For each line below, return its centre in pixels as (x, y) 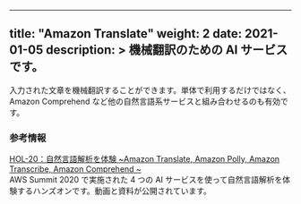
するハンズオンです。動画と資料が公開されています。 (114, 191)
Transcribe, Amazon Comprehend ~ (75, 169)
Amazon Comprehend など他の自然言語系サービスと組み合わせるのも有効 (145, 101)
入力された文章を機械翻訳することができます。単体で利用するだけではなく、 (150, 89)
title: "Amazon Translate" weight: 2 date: (126, 34)
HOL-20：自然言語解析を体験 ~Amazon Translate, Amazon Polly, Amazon (145, 159)
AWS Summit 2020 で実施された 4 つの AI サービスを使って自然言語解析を (146, 180)
